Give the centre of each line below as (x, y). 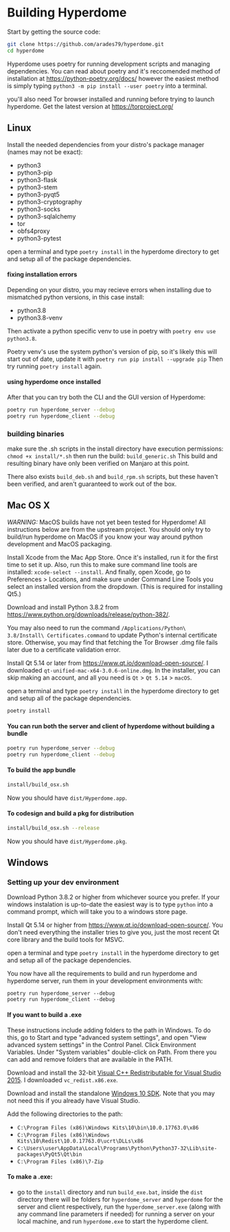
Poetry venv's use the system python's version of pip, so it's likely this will (112, 351)
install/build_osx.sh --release (53, 828)
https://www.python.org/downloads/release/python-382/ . (89, 614)
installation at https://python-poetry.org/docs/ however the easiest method (113, 78)
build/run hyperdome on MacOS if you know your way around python (105, 537)
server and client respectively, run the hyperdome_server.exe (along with (119, 1207)
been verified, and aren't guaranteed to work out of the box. (92, 484)
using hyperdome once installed (54, 382)
